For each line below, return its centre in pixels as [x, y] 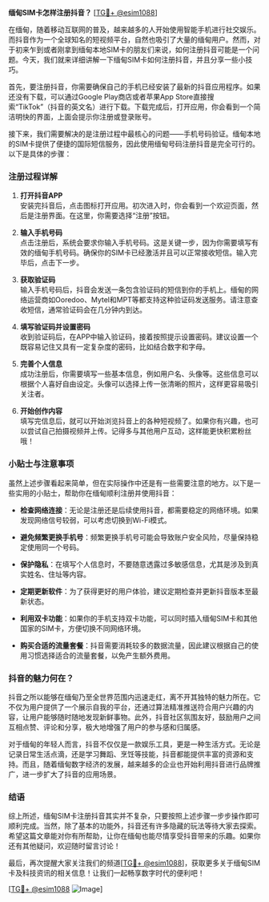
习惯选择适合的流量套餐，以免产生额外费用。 [100, 655]
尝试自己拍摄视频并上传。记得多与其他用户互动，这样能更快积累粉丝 [139, 431]
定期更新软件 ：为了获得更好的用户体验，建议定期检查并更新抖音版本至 [136, 591]
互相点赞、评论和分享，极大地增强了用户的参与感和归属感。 [106, 727]
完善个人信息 [41, 364]
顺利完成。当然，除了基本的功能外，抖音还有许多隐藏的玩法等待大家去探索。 [134, 826]
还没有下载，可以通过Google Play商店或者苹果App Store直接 [108, 97]
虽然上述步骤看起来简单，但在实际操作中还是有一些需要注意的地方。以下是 [131, 483]
